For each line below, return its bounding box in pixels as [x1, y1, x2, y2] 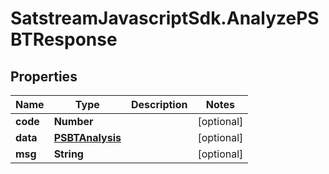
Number [53, 115, 94, 128]
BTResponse [10, 28, 118, 51]
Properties [10, 68, 78, 85]
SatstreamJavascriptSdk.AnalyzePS [10, 7, 320, 30]
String [53, 147, 84, 161]
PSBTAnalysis [53, 131, 122, 144]
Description [131, 98, 188, 111]
